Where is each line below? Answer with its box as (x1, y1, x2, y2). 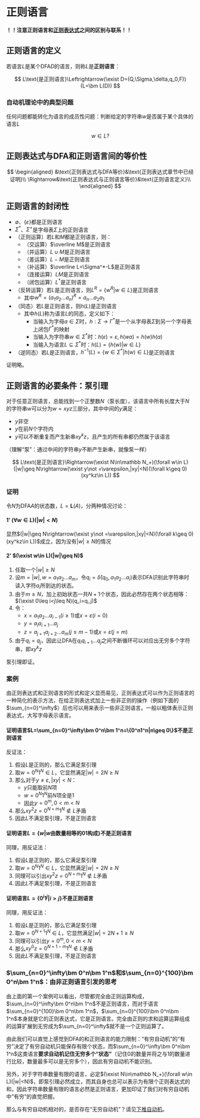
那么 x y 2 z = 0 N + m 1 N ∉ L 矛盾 (14, 806, 87, 815)
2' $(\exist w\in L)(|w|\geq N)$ (6, 552, 84, 559)
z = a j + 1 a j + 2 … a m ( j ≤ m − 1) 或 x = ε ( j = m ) (23, 628, 128, 637)
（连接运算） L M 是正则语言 (23, 271, 90, 278)
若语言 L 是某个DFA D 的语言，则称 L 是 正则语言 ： (6, 62, 121, 69)
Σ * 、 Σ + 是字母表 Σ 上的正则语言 (14, 225, 89, 233)
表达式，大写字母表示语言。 (6, 712, 75, 719)
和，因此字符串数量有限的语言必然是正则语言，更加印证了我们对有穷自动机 (6, 1085, 189, 1092)
